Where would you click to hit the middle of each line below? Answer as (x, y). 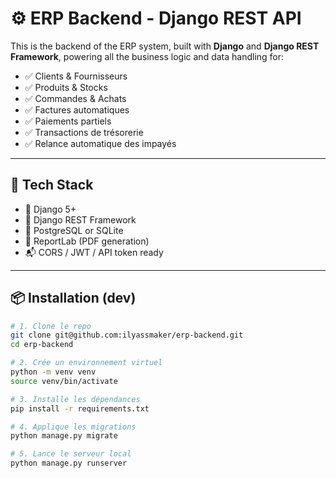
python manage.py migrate (64, 436)
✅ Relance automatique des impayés (100, 143)
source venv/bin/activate (64, 381)
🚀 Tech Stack (52, 185)
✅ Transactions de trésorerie (84, 132)
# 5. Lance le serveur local (71, 454)
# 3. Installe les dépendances (75, 399)
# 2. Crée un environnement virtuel (86, 363)
